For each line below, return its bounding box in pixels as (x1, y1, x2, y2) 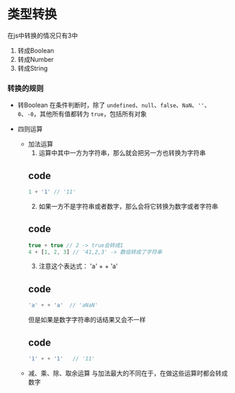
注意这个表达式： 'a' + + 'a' (38, 262, 119, 270)
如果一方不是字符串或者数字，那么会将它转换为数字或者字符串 (38, 202, 219, 210)
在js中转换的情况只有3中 (7, 31, 78, 40)
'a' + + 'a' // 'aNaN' (28, 302, 99, 309)
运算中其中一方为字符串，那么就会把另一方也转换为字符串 (38, 149, 206, 157)
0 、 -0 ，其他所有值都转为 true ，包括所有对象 (17, 110, 147, 118)
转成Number (17, 55, 54, 64)
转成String (17, 64, 48, 72)
